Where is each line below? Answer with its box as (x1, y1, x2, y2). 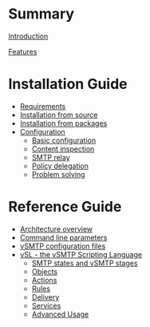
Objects (31, 266, 58, 277)
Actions (31, 275, 57, 285)
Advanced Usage (31, 309, 89, 319)
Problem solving (31, 169, 85, 179)
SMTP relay (31, 152, 70, 162)
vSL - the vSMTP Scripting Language (19, 249, 142, 259)
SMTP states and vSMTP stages (31, 258, 138, 268)
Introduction (8, 31, 49, 41)
